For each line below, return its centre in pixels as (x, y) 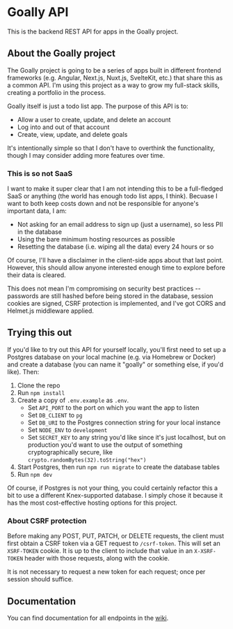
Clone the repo (39, 385)
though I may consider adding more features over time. (86, 155)
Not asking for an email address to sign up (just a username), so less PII (120, 225)
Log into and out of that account (63, 127)
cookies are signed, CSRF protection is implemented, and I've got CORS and (116, 304)
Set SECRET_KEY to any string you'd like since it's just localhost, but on (127, 437)
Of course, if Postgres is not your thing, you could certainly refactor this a (112, 488)
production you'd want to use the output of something (105, 445)
